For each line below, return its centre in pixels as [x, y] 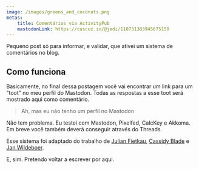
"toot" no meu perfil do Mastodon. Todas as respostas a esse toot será [95, 93]
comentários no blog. [33, 53]
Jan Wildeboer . [25, 148]
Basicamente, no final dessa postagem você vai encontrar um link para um [99, 86]
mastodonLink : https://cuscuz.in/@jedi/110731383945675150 [93, 29]
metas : [15, 18]
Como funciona [36, 71]
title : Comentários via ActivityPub [64, 23]
